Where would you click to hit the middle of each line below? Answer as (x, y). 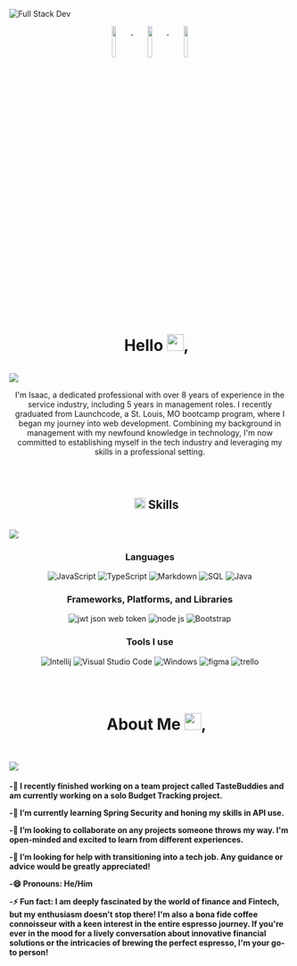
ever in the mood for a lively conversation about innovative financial (138, 934)
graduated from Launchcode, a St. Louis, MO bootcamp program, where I (150, 413)
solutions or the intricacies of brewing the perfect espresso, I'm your (140, 943)
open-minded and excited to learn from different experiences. (126, 840)
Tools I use (150, 642)
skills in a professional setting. (150, 452)
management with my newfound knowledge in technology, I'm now (150, 432)
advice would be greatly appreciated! (80, 867)
